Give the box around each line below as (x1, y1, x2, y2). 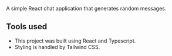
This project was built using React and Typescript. (14, 37, 136, 44)
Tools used (6, 22, 48, 32)
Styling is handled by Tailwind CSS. (14, 43, 100, 50)
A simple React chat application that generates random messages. (6, 5, 167, 12)
